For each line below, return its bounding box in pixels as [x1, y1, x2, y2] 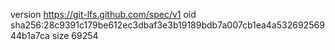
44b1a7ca [10, 30, 50, 41]
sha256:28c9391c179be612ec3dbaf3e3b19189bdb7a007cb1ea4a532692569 [10, 19, 325, 31]
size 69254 [51, 30, 99, 41]
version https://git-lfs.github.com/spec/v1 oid [10, 9, 197, 20]
